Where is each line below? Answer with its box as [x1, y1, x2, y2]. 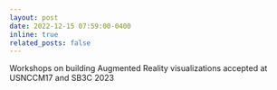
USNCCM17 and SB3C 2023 [9, 73, 115, 84]
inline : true [9, 30, 59, 39]
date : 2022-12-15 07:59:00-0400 [9, 22, 131, 31]
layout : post [9, 13, 59, 22]
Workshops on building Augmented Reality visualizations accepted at [9, 63, 268, 74]
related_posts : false [9, 38, 91, 48]
